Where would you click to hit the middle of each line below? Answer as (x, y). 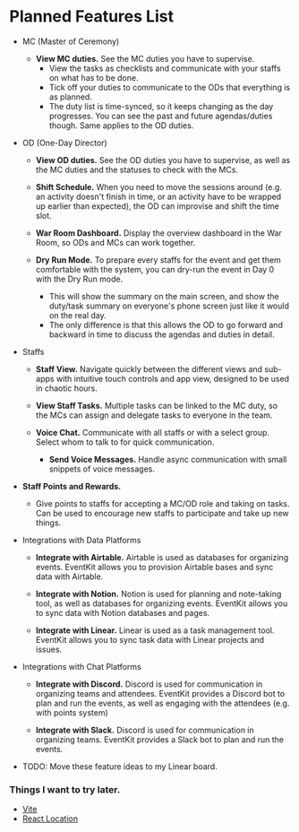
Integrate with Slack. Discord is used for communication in (145, 730)
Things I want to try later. (65, 789)
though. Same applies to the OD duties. (121, 125)
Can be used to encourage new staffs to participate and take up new (162, 513)
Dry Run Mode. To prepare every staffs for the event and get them (158, 260)
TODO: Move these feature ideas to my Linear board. (120, 766)
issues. (49, 649)
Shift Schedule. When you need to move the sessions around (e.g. (158, 186)
